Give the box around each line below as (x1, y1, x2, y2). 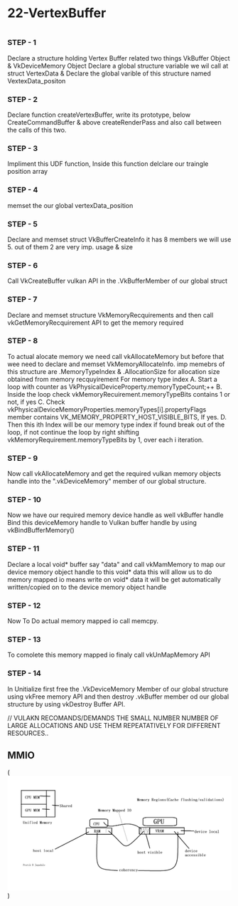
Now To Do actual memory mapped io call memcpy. (7, 617, 158, 625)
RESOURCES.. (7, 729, 49, 737)
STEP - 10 (7, 495, 41, 505)
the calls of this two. (7, 126, 67, 135)
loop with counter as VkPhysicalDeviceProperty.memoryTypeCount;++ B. (7, 382, 222, 391)
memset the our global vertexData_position (7, 201, 134, 209)
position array (7, 167, 48, 176)
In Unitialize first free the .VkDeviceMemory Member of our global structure (7, 684, 229, 693)
